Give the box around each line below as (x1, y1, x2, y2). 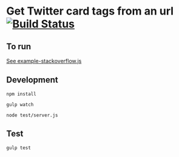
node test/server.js (6, 112, 59, 118)
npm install (6, 91, 36, 97)
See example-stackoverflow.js (6, 58, 82, 64)
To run (6, 41, 32, 52)
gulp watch (6, 101, 34, 107)
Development (6, 75, 59, 85)
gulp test (6, 144, 32, 151)
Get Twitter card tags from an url (6, 4, 174, 18)
